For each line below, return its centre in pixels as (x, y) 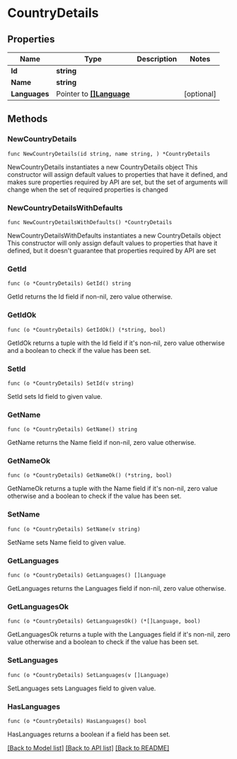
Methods (28, 119)
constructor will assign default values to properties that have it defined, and (117, 174)
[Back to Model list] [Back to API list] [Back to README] (88, 748)
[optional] (200, 94)
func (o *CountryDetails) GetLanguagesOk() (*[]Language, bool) (104, 621)
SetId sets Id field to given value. (55, 396)
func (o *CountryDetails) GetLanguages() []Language (87, 575)
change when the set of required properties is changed (88, 190)
